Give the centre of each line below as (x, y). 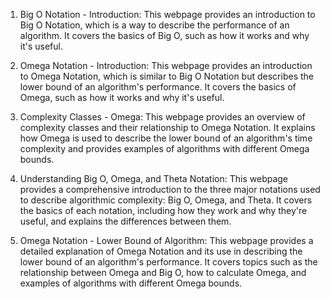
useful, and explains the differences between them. (125, 221)
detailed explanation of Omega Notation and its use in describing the (161, 251)
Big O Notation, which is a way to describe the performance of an (154, 25)
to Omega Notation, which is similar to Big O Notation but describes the (166, 76)
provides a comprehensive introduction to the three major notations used (170, 189)
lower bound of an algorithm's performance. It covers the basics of (158, 87)
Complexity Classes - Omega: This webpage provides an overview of (162, 117)
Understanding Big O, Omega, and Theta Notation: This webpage (154, 178)
